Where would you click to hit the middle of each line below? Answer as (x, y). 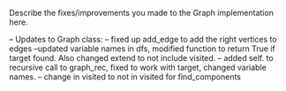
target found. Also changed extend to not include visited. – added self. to (141, 58)
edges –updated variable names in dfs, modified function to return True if (143, 49)
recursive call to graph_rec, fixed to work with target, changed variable (138, 67)
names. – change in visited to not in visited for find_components (125, 77)
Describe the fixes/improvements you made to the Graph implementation (141, 13)
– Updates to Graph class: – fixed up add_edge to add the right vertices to (143, 39)
